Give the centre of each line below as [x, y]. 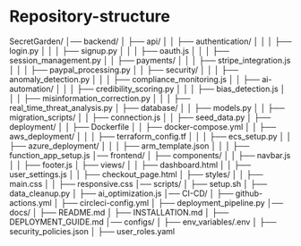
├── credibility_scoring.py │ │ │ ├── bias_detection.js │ [181, 89]
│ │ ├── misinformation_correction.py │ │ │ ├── [100, 98]
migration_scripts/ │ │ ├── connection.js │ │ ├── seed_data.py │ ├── [140, 117]
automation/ [31, 89]
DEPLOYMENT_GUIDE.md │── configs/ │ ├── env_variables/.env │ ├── [143, 222]
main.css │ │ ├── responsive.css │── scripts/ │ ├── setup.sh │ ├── [138, 183]
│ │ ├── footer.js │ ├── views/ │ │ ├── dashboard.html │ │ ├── [130, 165]
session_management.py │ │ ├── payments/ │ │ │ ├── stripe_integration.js [150, 60]
